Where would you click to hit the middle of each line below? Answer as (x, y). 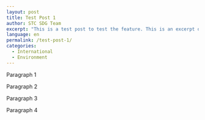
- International (32, 52)
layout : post (23, 12)
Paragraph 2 (22, 86)
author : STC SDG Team (34, 23)
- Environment (30, 57)
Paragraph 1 (21, 74)
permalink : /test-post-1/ (39, 40)
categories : (21, 46)
